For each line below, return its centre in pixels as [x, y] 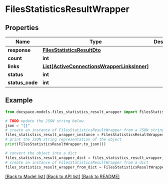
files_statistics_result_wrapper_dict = [48, 158]
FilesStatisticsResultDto [71, 50]
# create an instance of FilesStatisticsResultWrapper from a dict [77, 162]
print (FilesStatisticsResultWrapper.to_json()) [56, 144]
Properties [22, 28]
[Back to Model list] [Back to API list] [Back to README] [62, 176]
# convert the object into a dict [41, 153]
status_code [23, 82]
